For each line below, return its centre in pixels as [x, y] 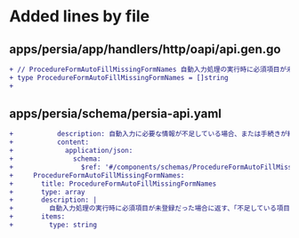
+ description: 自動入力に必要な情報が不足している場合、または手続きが [148, 134]
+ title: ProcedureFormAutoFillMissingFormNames [113, 184]
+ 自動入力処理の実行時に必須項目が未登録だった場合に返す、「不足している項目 [150, 209]
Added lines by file [79, 16]
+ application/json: [71, 151]
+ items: [37, 217]
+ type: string [53, 225]
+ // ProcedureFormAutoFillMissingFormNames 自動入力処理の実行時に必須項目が [148, 69]
